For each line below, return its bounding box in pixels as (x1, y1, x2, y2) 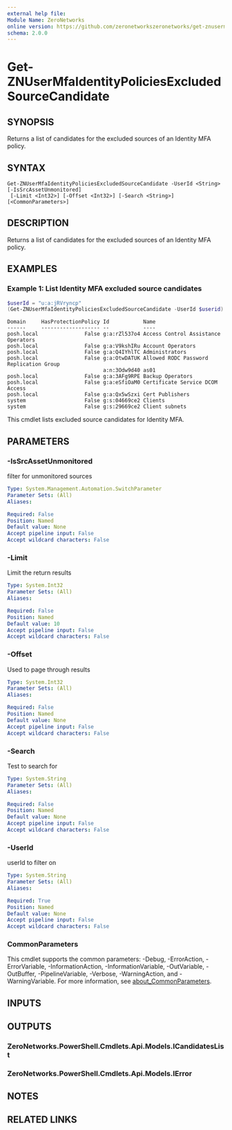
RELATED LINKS (7, 1113, 77, 1125)
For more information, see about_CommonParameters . (57, 977, 212, 985)
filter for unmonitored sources (7, 472, 93, 480)
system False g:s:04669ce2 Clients (7, 397, 166, 404)
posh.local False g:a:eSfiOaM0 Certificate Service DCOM (7, 379, 217, 386)
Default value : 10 (7, 620, 60, 627)
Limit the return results (7, 568, 72, 577)
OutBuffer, (7, 970, 37, 978)
